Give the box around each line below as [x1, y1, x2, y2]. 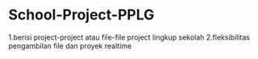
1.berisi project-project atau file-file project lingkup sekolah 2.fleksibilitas [8, 32, 250, 42]
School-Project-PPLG [8, 6, 155, 24]
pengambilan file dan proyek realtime [8, 40, 132, 50]
